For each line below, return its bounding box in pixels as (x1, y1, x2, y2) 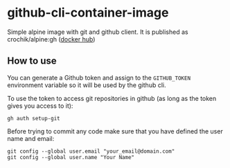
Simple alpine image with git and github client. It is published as (7, 28, 188, 36)
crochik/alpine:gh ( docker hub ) (7, 35, 96, 43)
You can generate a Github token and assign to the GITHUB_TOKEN (7, 73, 191, 82)
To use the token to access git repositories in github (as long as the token (7, 94, 217, 102)
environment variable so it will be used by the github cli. (7, 81, 166, 89)
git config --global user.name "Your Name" (7, 153, 135, 160)
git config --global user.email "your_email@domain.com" (7, 147, 175, 155)
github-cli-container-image (7, 5, 169, 21)
